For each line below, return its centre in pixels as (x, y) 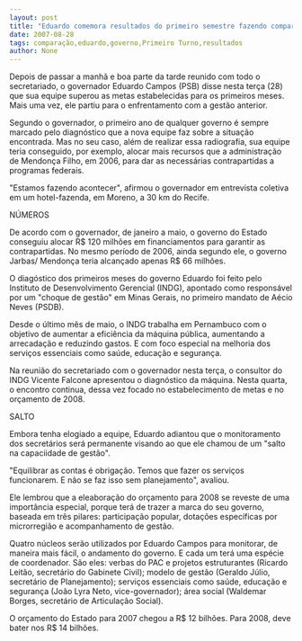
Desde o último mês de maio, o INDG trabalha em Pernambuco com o (138, 325)
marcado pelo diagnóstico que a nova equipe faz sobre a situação (132, 132)
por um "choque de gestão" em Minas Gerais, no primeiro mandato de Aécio (151, 298)
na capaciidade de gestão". (60, 453)
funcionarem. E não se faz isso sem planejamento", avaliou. (120, 480)
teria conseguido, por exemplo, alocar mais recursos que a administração (146, 151)
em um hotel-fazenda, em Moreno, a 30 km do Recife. (109, 198)
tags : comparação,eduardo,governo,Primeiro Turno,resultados (126, 43)
